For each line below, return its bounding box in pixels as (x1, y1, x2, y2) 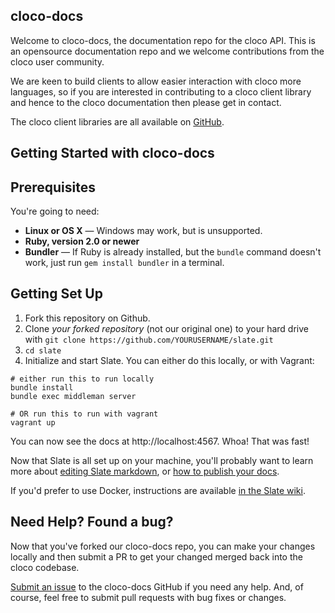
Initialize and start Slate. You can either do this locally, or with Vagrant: (24, 354, 315, 366)
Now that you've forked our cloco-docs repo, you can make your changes (10, 540, 316, 552)
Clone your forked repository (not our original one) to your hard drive (24, 322, 309, 334)
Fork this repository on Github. (24, 312, 151, 324)
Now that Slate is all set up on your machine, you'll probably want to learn (10, 454, 314, 466)
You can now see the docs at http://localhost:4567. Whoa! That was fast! (10, 435, 310, 447)
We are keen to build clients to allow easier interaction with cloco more (10, 75, 302, 87)
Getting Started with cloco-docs (10, 145, 215, 162)
